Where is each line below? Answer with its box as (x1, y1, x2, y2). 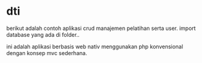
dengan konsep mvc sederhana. (6, 49, 87, 56)
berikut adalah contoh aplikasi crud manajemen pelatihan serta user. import (6, 24, 197, 32)
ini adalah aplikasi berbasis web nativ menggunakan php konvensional (6, 43, 183, 50)
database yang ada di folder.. (6, 31, 80, 38)
